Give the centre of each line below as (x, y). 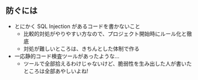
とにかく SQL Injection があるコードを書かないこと (77, 26)
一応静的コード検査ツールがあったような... (67, 56)
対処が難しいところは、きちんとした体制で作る (81, 48)
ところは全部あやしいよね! (56, 71)
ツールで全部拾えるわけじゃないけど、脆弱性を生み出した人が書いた (107, 63)
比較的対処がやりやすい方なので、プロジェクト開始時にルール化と (105, 33)
